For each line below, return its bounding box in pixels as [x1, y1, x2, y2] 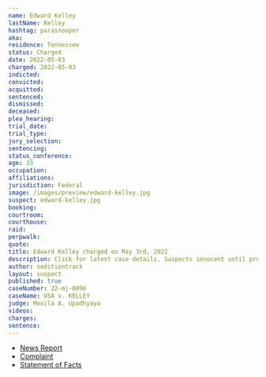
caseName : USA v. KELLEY [8, 292, 90, 300]
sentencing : [8, 144, 47, 152]
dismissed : [8, 100, 44, 108]
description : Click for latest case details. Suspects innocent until [8, 255, 246, 263]
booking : [8, 203, 37, 211]
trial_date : [8, 122, 47, 130]
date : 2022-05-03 [8, 56, 66, 64]
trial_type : [8, 129, 47, 137]
